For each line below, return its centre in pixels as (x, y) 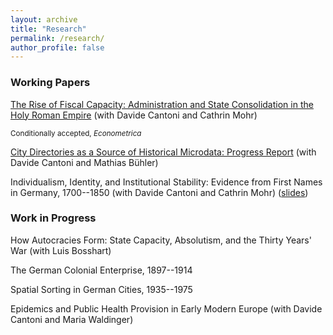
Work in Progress (53, 218)
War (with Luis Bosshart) (61, 250)
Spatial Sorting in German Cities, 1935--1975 (101, 289)
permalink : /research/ (57, 38)
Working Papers (50, 83)
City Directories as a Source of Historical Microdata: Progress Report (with (163, 152)
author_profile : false (57, 47)
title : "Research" (48, 29)
